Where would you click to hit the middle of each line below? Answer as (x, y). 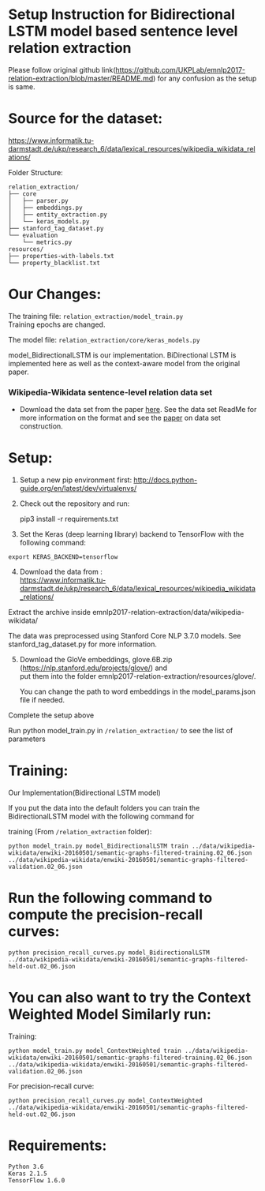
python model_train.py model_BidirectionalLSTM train (99, 846)
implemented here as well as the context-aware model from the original (124, 363)
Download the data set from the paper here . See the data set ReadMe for (138, 410)
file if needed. (42, 700)
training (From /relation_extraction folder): (80, 831)
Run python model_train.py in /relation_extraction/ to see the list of (121, 731)
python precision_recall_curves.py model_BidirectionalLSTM (109, 953)
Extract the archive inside (49, 612)
